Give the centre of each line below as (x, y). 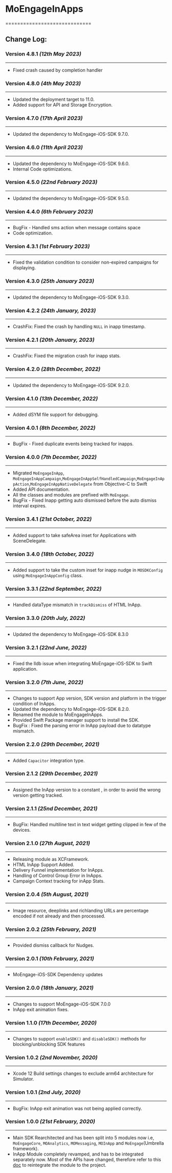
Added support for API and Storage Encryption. (62, 105)
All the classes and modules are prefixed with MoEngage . (71, 495)
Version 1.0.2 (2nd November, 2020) (51, 1057)
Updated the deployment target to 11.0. (53, 99)
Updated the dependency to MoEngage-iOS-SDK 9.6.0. (71, 163)
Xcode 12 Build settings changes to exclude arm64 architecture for (83, 1074)
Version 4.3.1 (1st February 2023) (48, 246)
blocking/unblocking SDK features (49, 1044)
